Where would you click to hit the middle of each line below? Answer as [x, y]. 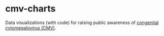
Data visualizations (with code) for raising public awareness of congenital [82, 22]
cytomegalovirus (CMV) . [31, 27]
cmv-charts [30, 9]
